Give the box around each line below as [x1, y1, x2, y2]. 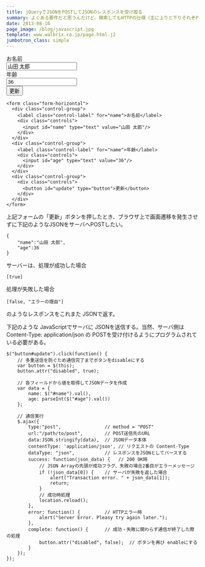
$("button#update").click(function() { [6, 351, 108, 357]
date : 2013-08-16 [6, 20, 51, 26]
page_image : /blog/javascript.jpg [6, 26, 95, 32]
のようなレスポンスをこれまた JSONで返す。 [6, 310, 118, 317]
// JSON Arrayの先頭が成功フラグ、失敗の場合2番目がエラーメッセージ [38, 463, 195, 469]
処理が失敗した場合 [6, 285, 55, 293]
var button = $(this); [17, 362, 75, 369]
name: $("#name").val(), [28, 391, 92, 397]
